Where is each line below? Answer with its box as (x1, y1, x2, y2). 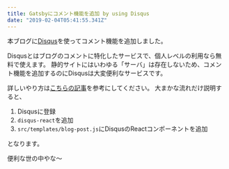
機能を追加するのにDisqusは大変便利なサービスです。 (13, 69, 167, 77)
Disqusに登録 (17, 107, 56, 115)
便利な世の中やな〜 (7, 154, 63, 162)
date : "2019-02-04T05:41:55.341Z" (7, 17, 108, 24)
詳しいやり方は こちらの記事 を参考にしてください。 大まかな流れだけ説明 (7, 83, 216, 92)
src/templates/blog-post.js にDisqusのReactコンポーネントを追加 (17, 124, 208, 133)
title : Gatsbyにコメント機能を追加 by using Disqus (7, 10, 150, 17)
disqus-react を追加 (17, 115, 74, 124)
